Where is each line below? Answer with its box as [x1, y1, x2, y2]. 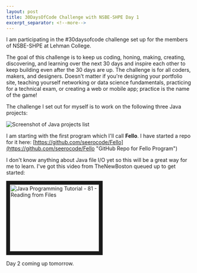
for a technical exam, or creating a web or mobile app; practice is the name [6, 85, 190, 93]
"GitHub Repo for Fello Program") [96, 145, 178, 152]
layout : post [6, 8, 39, 15]
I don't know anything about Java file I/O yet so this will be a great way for [6, 157, 188, 164]
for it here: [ [6, 139, 35, 146]
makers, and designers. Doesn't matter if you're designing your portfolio [6, 72, 183, 80]
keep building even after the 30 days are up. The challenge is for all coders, [6, 66, 191, 74]
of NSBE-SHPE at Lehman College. [6, 42, 92, 49]
